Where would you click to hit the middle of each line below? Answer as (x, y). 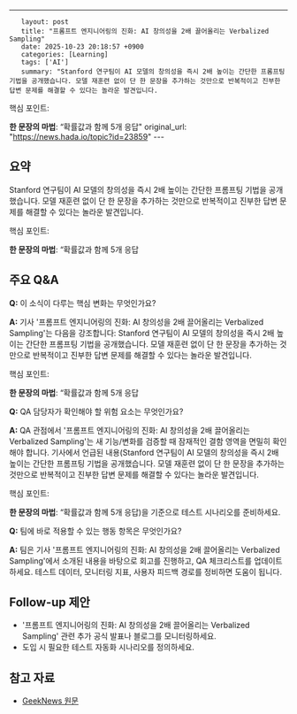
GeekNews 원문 (50, 701)
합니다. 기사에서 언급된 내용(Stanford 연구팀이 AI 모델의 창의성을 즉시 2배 (152, 452)
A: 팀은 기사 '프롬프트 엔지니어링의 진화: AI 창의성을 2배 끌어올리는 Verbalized (145, 549)
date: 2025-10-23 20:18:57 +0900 (82, 47)
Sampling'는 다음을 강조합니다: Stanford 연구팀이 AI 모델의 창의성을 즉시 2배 (142, 333)
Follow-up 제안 (50, 603)
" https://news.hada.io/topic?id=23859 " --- (87, 137)
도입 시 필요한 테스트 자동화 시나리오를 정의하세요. (108, 648)
